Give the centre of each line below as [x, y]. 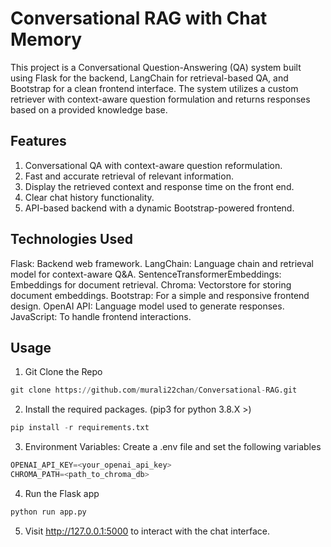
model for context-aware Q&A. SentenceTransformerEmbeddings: [146, 274]
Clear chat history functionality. [89, 197]
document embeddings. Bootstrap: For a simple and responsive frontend [160, 295]
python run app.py [48, 512]
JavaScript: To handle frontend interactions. [101, 316]
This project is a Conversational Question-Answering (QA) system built [156, 67]
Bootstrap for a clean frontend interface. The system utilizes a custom [154, 88]
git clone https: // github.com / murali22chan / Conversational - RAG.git [154, 390]
